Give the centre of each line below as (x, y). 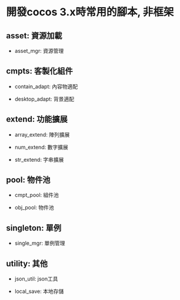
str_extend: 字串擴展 (39, 159)
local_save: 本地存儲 (39, 291)
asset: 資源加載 (34, 36)
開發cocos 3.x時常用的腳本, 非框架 (90, 12)
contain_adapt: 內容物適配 (46, 86)
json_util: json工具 (36, 279)
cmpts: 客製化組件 (40, 71)
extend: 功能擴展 (37, 119)
